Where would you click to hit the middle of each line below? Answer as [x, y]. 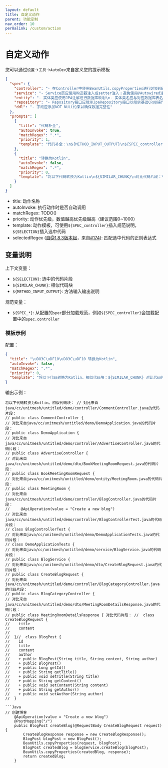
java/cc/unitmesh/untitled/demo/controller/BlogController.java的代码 [79, 499]
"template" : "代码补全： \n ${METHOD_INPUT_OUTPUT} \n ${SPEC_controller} [91, 144]
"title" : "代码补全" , [39, 126]
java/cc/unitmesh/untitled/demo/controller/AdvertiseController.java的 [81, 444]
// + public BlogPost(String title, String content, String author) [81, 659]
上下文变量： [18, 268]
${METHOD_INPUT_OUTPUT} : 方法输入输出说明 [56, 291]
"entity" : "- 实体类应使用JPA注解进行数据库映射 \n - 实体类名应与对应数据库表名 [89, 98]
